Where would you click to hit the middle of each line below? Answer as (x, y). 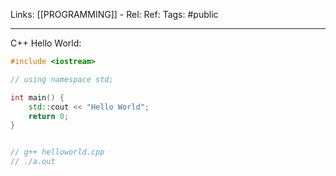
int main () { (37, 97)
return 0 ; (49, 116)
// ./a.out (33, 162)
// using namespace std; (62, 79)
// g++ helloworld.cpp (57, 152)
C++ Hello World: (46, 43)
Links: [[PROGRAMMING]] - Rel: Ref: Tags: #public (114, 14)
